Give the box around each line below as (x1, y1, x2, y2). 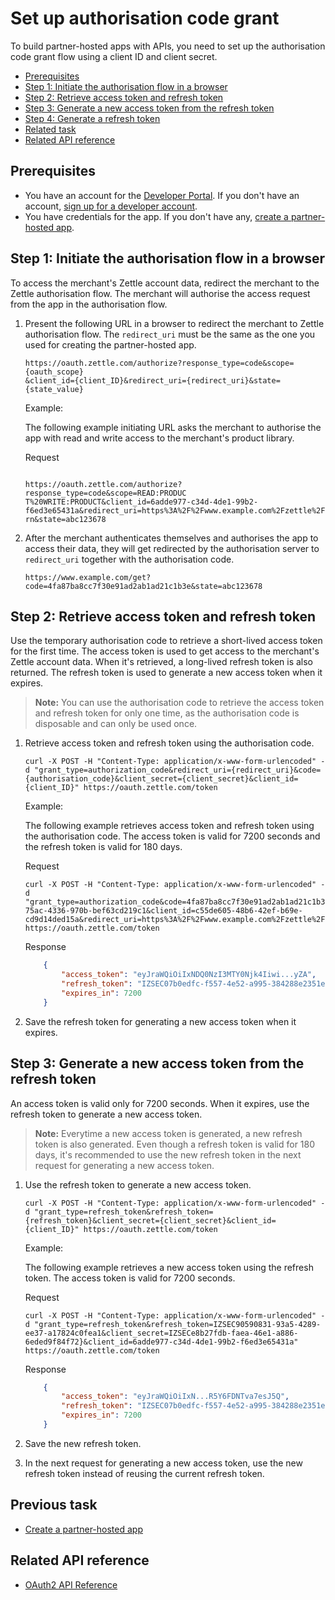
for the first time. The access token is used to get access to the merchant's (10, 645, 320, 657)
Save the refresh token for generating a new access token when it (24, 1015, 297, 1027)
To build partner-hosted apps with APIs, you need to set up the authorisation (10, 40, 326, 52)
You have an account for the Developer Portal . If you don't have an (24, 189, 300, 201)
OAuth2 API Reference (24, 1578, 118, 1591)
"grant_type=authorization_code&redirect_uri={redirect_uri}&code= (34, 765, 322, 776)
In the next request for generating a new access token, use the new (24, 1457, 303, 1469)
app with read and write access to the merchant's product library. (24, 432, 295, 444)
